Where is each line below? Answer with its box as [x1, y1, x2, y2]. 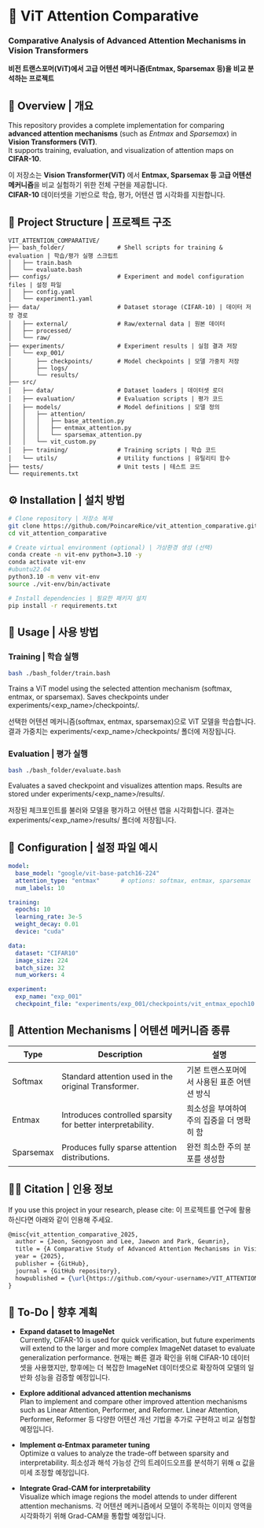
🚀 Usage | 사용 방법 [8, 625, 99, 639]
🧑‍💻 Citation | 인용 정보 [8, 1183, 114, 1196]
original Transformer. [61, 1080, 139, 1091]
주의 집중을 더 [186, 1115, 235, 1126]
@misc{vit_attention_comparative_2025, [8, 1230, 139, 1239]
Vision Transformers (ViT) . [8, 137, 98, 147]
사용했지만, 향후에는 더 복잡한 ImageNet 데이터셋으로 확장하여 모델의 [34, 1363, 246, 1373]
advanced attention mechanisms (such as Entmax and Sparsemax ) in [8, 129, 237, 139]
